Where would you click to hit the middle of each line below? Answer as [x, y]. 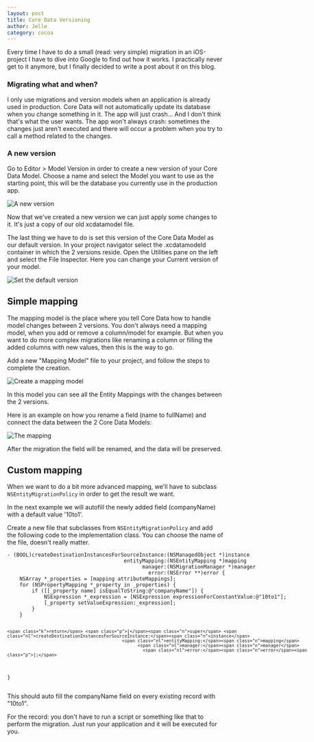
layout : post [26, 13]
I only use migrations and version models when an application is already [109, 99]
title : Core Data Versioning [49, 20]
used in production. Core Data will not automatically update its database [109, 106]
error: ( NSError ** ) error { [187, 573]
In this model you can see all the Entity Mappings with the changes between [114, 394]
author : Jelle [27, 26]
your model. [24, 266]
